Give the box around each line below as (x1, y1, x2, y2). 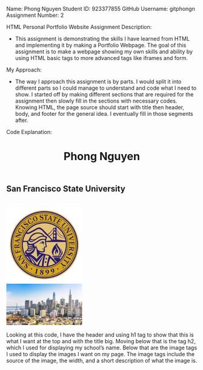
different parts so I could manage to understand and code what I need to (15, 84, 197, 92)
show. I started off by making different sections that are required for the (15, 91, 194, 98)
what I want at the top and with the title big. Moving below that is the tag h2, (6, 338, 196, 345)
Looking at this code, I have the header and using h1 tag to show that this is (6, 331, 194, 338)
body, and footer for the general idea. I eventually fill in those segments (15, 110, 194, 117)
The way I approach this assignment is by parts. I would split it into (15, 78, 182, 85)
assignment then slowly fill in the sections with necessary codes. (15, 97, 178, 104)
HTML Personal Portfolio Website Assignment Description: (6, 24, 152, 30)
